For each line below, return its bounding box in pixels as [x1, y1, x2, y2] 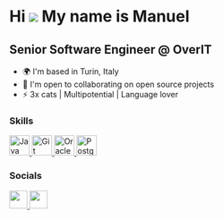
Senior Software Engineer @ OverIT [9, 42, 212, 57]
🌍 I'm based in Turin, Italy [21, 66, 119, 77]
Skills [9, 114, 34, 127]
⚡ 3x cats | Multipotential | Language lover [21, 89, 179, 99]
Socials [9, 170, 42, 182]
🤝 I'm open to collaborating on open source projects [21, 79, 215, 89]
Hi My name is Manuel [9, 6, 190, 27]
